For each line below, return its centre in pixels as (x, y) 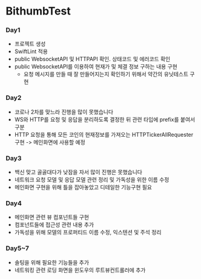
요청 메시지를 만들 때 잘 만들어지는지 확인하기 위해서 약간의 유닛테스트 (106, 74)
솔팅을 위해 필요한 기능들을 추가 (51, 262)
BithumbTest (38, 11)
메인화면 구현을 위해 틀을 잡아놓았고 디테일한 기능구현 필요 (83, 187)
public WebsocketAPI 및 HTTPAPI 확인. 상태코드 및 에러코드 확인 (92, 59)
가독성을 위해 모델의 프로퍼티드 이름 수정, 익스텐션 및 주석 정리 (88, 232)
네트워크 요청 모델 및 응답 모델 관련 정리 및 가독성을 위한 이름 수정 (92, 180)
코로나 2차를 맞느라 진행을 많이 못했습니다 (64, 112)
